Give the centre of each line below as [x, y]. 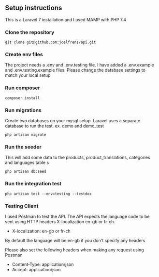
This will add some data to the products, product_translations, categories [78, 158]
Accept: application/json [36, 269]
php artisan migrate [26, 135]
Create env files [24, 54]
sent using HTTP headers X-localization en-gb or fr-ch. [60, 221]
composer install [22, 98]
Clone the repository [30, 32]
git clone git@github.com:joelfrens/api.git [51, 42]
